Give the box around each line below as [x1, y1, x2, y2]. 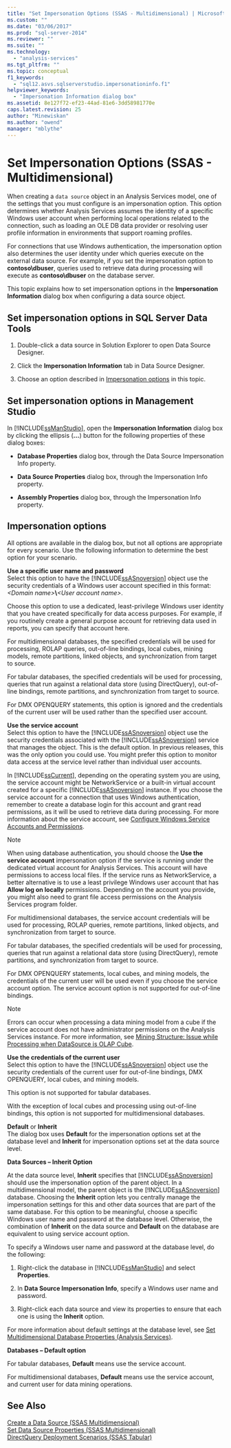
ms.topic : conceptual [7, 67, 69, 74]
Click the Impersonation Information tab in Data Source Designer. [16, 362, 205, 370]
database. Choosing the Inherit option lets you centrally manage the [7, 1193, 201, 1201]
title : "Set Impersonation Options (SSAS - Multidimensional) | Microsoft [7, 10, 226, 17]
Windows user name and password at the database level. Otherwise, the [7, 1215, 212, 1223]
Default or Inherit [7, 1122, 57, 1131]
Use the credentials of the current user [7, 1053, 120, 1061]
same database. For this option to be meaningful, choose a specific [7, 1207, 198, 1215]
